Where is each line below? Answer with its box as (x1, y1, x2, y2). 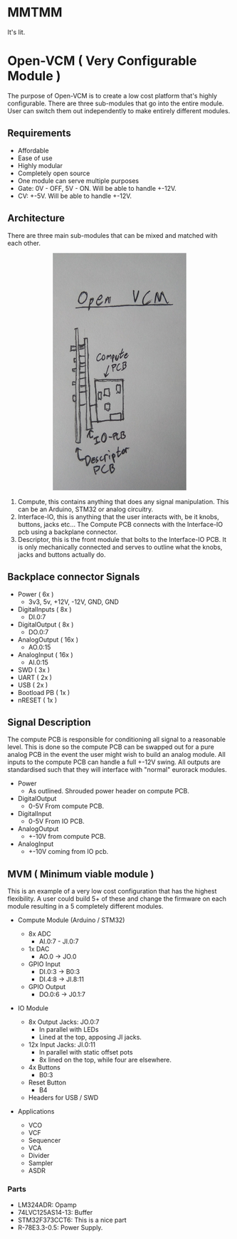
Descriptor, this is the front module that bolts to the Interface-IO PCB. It (17, 535, 226, 543)
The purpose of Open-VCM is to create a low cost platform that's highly (7, 91, 218, 100)
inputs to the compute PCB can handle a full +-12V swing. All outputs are (7, 758, 221, 766)
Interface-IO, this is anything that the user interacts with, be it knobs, (17, 512, 219, 521)
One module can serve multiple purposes (17, 176, 139, 185)
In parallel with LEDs (38, 1025, 99, 1034)
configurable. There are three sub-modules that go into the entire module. (7, 99, 224, 108)
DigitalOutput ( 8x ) (17, 620, 74, 629)
